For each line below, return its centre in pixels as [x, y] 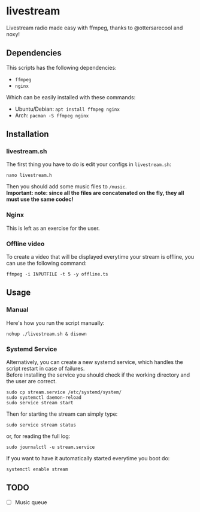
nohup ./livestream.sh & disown [46, 334]
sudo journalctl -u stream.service [51, 447]
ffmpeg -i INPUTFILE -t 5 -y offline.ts [57, 274]
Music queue [31, 502]
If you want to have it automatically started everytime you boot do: [88, 458]
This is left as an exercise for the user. [53, 228]
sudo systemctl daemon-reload [44, 398]
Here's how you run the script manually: [55, 322]
